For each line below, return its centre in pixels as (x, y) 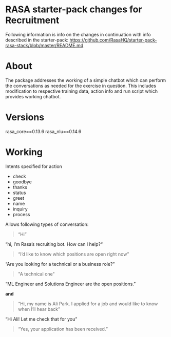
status (19, 193)
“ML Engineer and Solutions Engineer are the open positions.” (71, 284)
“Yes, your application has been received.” (63, 329)
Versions (25, 118)
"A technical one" (36, 274)
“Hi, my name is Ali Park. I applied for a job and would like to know (88, 304)
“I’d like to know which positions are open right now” (73, 254)
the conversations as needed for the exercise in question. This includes (81, 86)
